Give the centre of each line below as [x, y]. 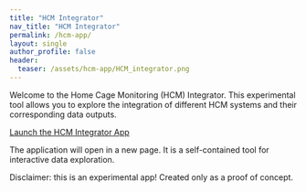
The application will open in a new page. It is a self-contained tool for [139, 149]
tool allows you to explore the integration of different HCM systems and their [153, 104]
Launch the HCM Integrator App [69, 132]
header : [24, 60]
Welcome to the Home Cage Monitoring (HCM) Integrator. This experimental [153, 95]
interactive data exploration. [62, 159]
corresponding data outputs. [63, 114]
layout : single [38, 43]
